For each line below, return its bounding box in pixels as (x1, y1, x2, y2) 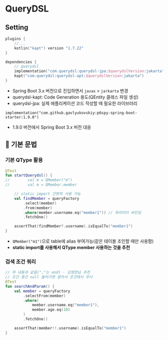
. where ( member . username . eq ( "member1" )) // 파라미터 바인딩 (23, 210, 141, 215)
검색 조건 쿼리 (5, 258, 36, 265)
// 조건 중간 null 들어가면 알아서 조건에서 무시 (5, 275, 93, 280)
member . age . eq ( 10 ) (31, 307, 70, 312)
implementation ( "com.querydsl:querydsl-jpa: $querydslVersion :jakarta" (14, 69, 164, 74)
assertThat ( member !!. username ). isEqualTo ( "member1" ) (14, 325, 126, 330)
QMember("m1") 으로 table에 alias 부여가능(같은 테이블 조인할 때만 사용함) (12, 238, 154, 244)
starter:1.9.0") (5, 115, 39, 120)
